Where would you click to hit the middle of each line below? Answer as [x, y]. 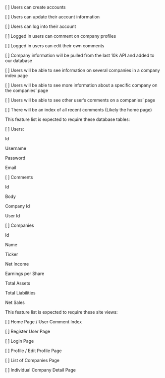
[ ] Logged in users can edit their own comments [55, 46]
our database [19, 61]
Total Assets [18, 283]
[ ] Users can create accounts [35, 7]
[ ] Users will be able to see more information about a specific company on [81, 85]
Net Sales [15, 302]
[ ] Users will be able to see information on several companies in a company [82, 70]
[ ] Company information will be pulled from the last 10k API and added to [80, 55]
